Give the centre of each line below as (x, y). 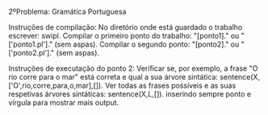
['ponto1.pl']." (31, 44)
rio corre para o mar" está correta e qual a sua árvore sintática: (113, 77)
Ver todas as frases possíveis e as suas (170, 85)
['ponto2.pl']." (31, 53)
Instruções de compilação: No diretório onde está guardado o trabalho (126, 27)
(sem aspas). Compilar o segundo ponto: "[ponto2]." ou (147, 44)
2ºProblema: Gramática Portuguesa (67, 12)
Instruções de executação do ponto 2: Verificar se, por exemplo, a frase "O (133, 68)
